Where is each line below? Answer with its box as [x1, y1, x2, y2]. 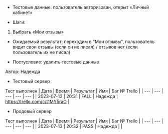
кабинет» [12, 9, 33, 15]
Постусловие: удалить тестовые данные [12, 59, 99, 64]
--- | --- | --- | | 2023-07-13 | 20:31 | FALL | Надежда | [5, 93, 118, 99]
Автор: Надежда [5, 68, 41, 74]
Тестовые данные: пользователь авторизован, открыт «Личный [12, 4, 149, 10]
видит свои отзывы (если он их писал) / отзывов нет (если [12, 44, 138, 49]
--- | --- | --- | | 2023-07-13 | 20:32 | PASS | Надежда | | [5, 123, 123, 129]
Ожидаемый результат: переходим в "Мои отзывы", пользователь [12, 38, 155, 44]
